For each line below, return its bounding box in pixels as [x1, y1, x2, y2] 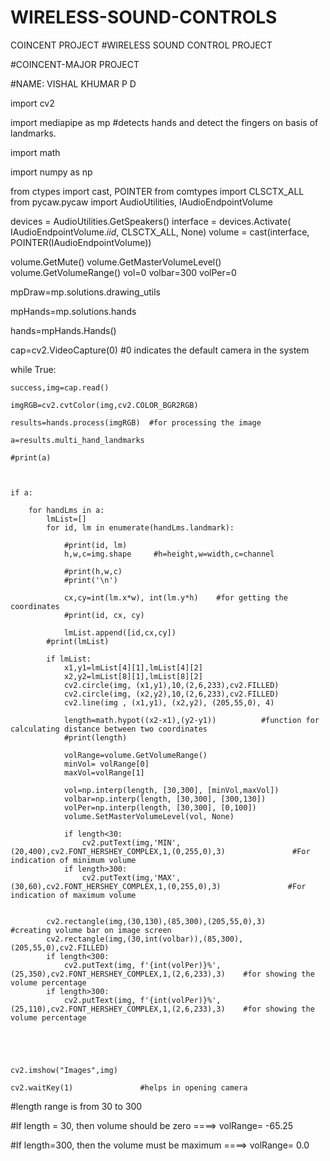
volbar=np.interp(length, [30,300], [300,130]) [63, 794, 267, 804]
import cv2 [10, 97, 55, 109]
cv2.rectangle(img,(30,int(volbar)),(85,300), [46, 934, 244, 944]
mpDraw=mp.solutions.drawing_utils [10, 286, 161, 298]
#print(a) [10, 452, 52, 463]
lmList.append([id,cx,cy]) [63, 627, 177, 638]
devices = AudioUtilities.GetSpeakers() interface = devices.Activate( [10, 215, 292, 227]
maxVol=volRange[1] [63, 767, 145, 778]
